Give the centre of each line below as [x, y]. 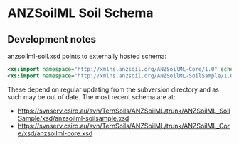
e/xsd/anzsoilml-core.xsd [55, 133]
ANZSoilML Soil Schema [81, 13]
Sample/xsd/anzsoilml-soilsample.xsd [73, 118]
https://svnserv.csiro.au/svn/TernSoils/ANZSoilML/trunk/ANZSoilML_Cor [123, 126]
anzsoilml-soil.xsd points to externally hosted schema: [87, 56]
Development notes [52, 39]
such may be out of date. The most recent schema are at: [91, 96]
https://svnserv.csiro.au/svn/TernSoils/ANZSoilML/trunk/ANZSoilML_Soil [124, 111]
